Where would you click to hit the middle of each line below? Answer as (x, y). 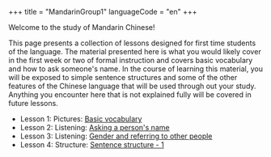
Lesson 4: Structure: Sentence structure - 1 (92, 144)
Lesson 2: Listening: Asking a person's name (95, 127)
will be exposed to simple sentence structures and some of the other (123, 77)
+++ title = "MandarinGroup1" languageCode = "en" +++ (103, 12)
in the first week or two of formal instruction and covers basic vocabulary (131, 60)
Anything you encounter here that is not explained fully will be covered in (130, 95)
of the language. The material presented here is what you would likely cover (135, 51)
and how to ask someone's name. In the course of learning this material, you (135, 69)
